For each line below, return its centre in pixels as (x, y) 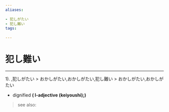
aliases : (14, 10)
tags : (11, 28)
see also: (27, 104)
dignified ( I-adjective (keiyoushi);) (49, 95)
